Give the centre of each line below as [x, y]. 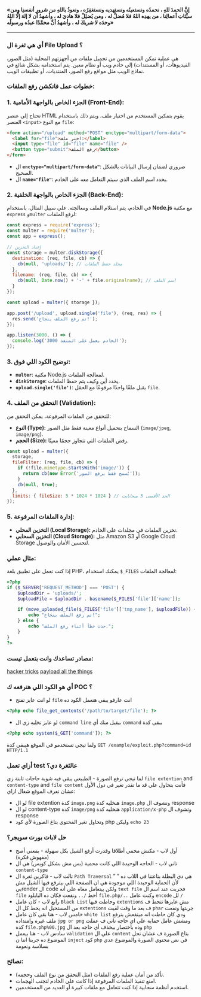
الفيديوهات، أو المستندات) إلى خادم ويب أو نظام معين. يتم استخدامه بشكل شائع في [99, 65]
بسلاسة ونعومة [32, 946]
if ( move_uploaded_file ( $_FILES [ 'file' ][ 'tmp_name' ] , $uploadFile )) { [107, 610]
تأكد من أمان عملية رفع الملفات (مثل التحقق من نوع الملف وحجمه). [90, 974]
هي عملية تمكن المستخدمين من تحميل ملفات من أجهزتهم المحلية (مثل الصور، [93, 58]
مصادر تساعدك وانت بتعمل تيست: [50, 658]
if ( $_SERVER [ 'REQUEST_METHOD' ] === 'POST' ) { [66, 587]
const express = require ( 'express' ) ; [54, 225]
